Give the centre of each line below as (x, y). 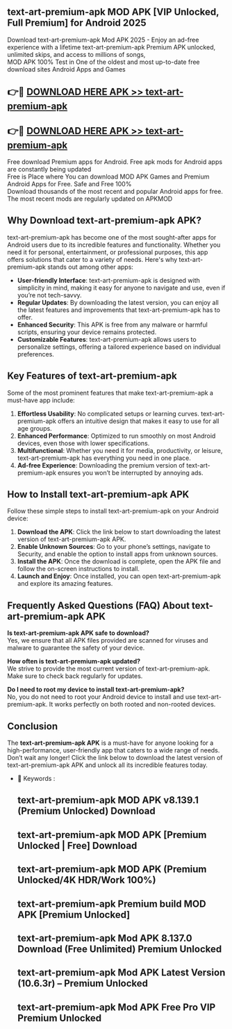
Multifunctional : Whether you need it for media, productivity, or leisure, (120, 450)
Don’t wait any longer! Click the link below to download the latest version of (115, 758)
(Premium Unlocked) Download (86, 811)
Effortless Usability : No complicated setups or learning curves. (108, 413)
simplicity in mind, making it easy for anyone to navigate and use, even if (121, 288)
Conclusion (33, 726)
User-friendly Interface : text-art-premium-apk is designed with (108, 280)
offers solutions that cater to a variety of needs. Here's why (92, 259)
